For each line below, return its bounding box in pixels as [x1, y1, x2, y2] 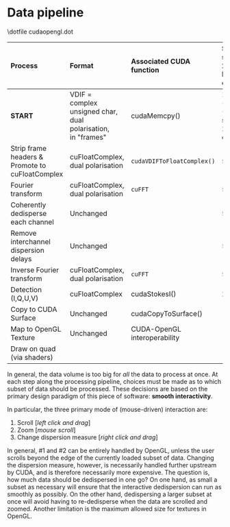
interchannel [10, 236, 51, 246]
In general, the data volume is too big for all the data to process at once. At [7, 370, 218, 378]
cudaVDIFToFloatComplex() [131, 157, 216, 165]
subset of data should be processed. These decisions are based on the [7, 384, 208, 393]
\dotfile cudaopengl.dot [7, 27, 73, 36]
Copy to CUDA [10, 304, 57, 314]
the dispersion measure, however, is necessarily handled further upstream [7, 461, 217, 469]
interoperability [131, 332, 180, 342]
